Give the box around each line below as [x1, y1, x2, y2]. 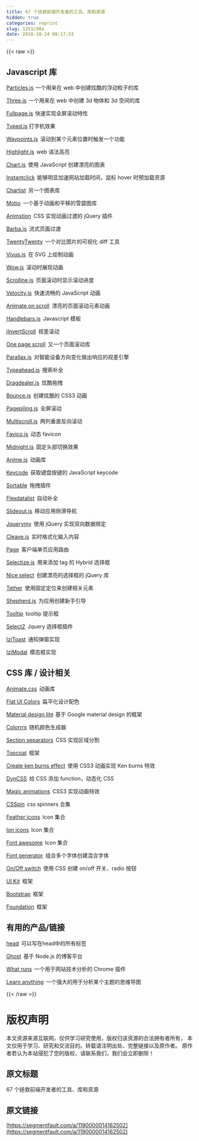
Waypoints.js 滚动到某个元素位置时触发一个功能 [6, 135, 125, 142]
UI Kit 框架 [6, 877, 33, 884]
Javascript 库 [6, 67, 57, 77]
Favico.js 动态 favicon [6, 430, 62, 438]
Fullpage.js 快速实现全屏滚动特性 [6, 109, 89, 117]
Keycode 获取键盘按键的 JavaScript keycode [6, 468, 119, 476]
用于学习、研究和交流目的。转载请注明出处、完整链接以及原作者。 [16, 1042, 181, 1049]
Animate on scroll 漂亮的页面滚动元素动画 [6, 302, 110, 309]
